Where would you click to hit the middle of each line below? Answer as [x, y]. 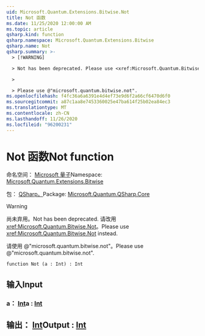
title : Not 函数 [26, 18]
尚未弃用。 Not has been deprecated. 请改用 [61, 219]
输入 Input [24, 284]
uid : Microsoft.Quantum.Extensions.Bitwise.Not [68, 12]
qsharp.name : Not [28, 46]
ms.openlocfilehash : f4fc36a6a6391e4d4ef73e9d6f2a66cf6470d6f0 [88, 96]
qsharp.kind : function [35, 35]
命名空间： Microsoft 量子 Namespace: [54, 175]
